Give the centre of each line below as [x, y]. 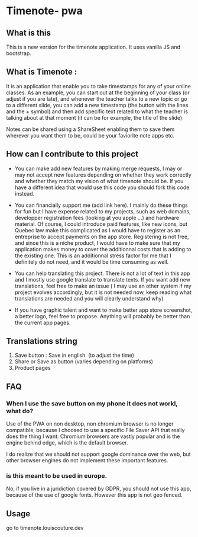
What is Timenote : [42, 72]
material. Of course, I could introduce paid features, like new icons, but [101, 224]
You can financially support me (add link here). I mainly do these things [101, 205]
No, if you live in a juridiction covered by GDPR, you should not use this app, [99, 489]
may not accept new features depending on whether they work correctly [103, 175]
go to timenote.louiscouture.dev [45, 528]
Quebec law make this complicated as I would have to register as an [98, 230]
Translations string [42, 341]
